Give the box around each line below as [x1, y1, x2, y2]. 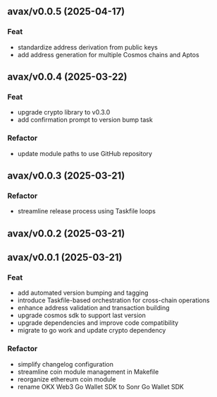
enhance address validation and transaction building [17, 304, 170, 312]
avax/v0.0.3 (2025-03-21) [7, 170, 125, 182]
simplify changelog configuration [17, 360, 114, 368]
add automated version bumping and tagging [17, 289, 149, 297]
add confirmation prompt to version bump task [17, 116, 153, 124]
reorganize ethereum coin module [17, 374, 116, 384]
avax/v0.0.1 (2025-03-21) [7, 251, 123, 263]
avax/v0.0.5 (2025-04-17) [7, 6, 125, 18]
